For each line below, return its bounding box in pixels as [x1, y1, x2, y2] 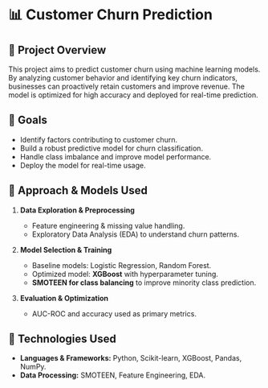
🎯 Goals [8, 114, 48, 127]
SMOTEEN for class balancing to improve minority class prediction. [31, 278, 257, 287]
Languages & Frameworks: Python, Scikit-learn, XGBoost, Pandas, [19, 353, 242, 363]
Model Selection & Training [19, 245, 112, 254]
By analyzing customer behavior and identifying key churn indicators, [8, 73, 238, 82]
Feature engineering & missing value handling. [31, 221, 185, 230]
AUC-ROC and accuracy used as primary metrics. [31, 308, 197, 318]
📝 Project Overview [8, 43, 107, 56]
